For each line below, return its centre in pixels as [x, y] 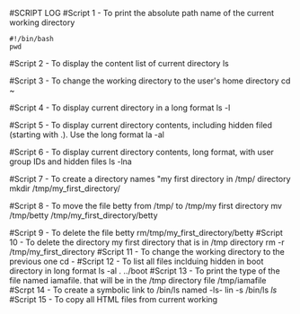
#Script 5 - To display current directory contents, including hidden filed [141, 125]
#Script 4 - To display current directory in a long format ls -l [120, 108]
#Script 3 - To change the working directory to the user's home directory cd [150, 81]
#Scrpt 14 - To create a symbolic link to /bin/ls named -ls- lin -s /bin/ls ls [143, 290]
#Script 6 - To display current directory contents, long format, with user [141, 152]
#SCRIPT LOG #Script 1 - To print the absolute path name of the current [142, 13]
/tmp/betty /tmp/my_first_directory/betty [84, 215]
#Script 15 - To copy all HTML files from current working [114, 299]
